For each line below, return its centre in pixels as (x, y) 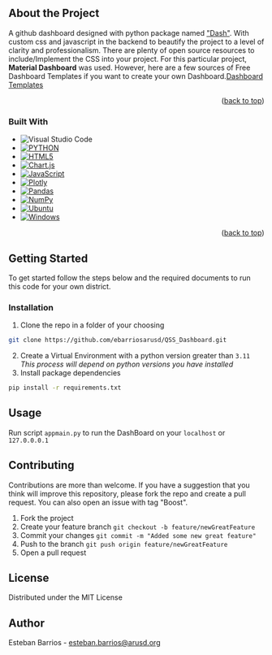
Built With (28, 121)
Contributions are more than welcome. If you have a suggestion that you (129, 485)
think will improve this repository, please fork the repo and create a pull (127, 493)
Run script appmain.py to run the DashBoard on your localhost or (117, 432)
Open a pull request (53, 553)
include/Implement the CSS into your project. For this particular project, (128, 59)
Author (26, 623)
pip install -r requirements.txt (65, 388)
